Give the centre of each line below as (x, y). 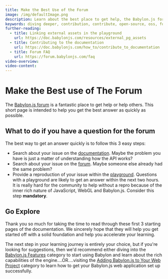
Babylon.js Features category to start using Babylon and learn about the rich (84, 255)
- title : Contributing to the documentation (57, 43)
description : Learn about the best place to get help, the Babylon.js (80, 19)
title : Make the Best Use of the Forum (47, 10)
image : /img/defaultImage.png (37, 15)
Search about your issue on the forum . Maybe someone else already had (87, 163)
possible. (14, 116)
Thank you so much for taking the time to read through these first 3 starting (83, 224)
